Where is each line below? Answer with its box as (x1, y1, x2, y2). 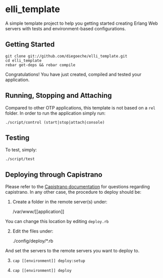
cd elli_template (5, 58, 42, 63)
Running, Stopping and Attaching (5, 91, 112, 100)
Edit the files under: (12, 228, 53, 234)
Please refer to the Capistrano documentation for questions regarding (5, 184, 150, 190)
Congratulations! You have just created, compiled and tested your (5, 71, 142, 77)
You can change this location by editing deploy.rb (5, 218, 109, 225)
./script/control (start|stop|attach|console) (5, 120, 105, 125)
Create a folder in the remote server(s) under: (12, 199, 107, 205)
